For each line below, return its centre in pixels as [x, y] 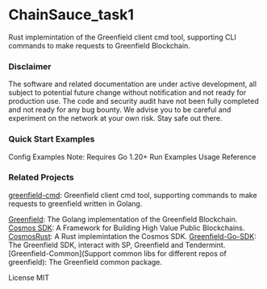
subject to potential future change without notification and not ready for [127, 93]
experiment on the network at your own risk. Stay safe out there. [115, 118]
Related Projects [41, 177]
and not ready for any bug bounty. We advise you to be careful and [120, 109]
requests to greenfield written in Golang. [75, 204]
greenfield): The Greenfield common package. [86, 262]
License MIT [29, 277]
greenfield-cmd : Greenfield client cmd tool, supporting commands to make [133, 195]
